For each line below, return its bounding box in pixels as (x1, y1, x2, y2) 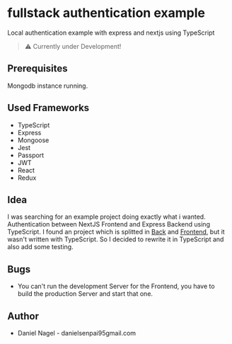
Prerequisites (7, 62, 68, 75)
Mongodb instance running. (7, 81, 88, 90)
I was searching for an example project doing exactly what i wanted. (7, 212, 207, 221)
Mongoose (17, 136, 50, 144)
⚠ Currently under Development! (24, 42, 122, 50)
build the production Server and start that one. (17, 289, 153, 298)
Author (7, 310, 39, 322)
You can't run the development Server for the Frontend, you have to (17, 282, 215, 291)
